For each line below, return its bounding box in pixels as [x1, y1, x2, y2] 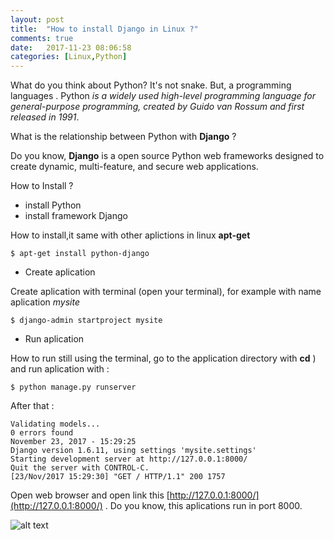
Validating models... [10, 419, 101, 430]
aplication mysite [10, 296, 81, 308]
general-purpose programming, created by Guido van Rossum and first [10, 101, 305, 113]
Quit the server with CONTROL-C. [10, 463, 150, 473]
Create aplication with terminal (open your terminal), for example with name [10, 286, 322, 298]
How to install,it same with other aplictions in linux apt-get [10, 229, 251, 241]
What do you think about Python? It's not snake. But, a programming [10, 79, 292, 91]
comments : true [10, 33, 74, 43]
